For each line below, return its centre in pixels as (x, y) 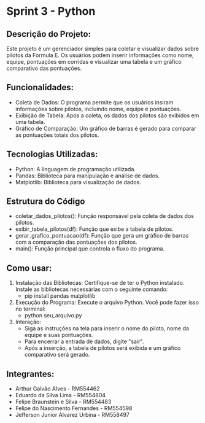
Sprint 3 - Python (51, 11)
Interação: (28, 322)
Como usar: (29, 268)
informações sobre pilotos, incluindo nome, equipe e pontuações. (98, 109)
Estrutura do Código (46, 202)
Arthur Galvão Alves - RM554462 (57, 389)
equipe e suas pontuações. (59, 335)
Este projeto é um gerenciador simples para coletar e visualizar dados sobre (103, 49)
